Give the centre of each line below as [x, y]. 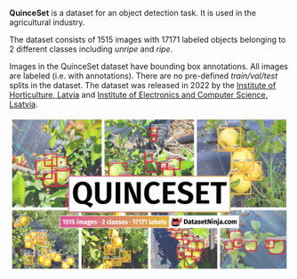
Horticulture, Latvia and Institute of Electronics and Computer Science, [139, 94]
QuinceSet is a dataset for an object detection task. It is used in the [132, 13]
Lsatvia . [24, 104]
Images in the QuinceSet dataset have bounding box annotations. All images [149, 66]
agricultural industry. [47, 22]
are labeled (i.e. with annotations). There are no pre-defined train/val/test [144, 76]
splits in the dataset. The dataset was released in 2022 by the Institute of [143, 85]
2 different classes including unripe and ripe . [91, 49]
